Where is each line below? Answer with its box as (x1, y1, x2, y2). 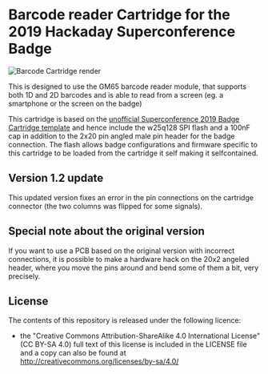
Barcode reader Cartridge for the (8, 6, 230, 24)
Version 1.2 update (8, 171, 104, 185)
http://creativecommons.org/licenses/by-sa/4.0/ (19, 356, 179, 366)
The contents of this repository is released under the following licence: (8, 316, 242, 325)
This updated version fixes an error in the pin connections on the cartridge (8, 192, 254, 202)
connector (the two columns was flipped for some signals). (8, 201, 202, 211)
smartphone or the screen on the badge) (8, 99, 142, 108)
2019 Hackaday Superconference (8, 22, 236, 41)
